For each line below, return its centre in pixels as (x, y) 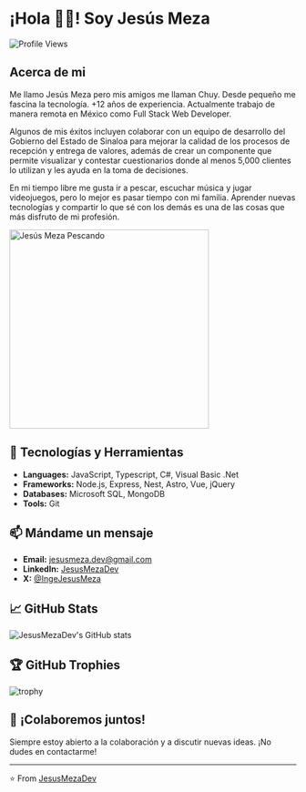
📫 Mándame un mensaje (82, 533)
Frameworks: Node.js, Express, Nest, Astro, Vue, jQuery (128, 484)
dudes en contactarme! (53, 751)
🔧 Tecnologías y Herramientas (97, 453)
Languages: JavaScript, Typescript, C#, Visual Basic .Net (131, 474)
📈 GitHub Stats (54, 609)
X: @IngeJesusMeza (62, 579)
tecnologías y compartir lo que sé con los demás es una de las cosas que (147, 207)
